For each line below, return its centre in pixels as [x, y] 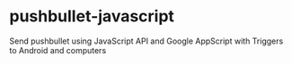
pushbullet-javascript [92, 16]
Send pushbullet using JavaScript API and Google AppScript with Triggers [146, 41]
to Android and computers [58, 50]
